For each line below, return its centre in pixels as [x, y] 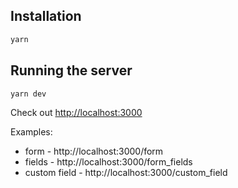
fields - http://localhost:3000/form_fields [108, 162]
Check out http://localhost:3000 [76, 113]
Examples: [31, 132]
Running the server [71, 70]
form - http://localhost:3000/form [94, 151]
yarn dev [28, 94]
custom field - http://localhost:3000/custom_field [126, 173]
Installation [46, 16]
